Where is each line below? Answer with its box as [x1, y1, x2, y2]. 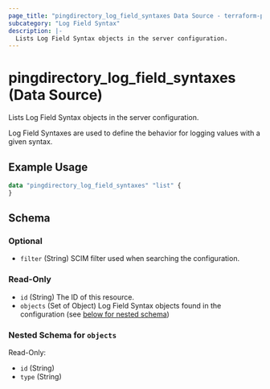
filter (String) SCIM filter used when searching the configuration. [19, 254, 239, 263]
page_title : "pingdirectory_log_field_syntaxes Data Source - [8, 11, 221, 20]
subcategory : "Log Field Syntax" [8, 19, 121, 27]
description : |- [8, 27, 63, 35]
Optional [8, 235, 43, 246]
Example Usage [8, 160, 88, 174]
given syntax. [8, 137, 53, 147]
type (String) [19, 372, 62, 382]
